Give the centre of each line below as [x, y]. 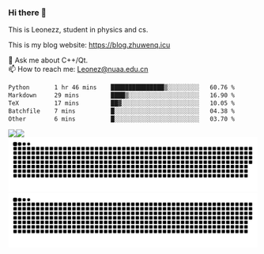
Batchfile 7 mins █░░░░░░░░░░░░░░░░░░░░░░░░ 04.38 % [122, 111]
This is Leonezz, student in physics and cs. [78, 30]
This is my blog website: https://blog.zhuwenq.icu [89, 45]
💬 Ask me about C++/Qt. [48, 60]
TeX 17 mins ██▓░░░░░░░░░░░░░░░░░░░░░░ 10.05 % [122, 103]
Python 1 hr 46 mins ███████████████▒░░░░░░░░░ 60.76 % [122, 88]
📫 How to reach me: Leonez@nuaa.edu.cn [78, 69]
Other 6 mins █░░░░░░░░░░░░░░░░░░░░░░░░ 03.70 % [122, 119]
